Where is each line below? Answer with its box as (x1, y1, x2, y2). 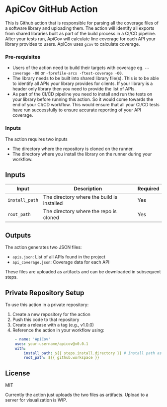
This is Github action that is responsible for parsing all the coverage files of (5, 20, 159, 26)
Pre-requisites (5, 53, 41, 60)
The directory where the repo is (43, 208, 117, 215)
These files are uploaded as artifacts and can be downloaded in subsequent (5, 269, 161, 275)
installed (43, 200, 63, 207)
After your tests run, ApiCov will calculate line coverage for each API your (5, 36, 156, 42)
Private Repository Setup (5, 288, 84, 297)
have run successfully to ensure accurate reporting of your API (12, 107, 142, 113)
